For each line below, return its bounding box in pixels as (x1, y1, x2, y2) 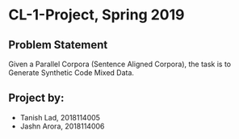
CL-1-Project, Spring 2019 (8, 6, 185, 24)
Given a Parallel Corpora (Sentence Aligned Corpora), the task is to (8, 59, 232, 69)
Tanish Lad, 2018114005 (19, 112, 101, 122)
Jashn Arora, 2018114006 (19, 121, 105, 131)
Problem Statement (8, 38, 108, 52)
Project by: (8, 91, 65, 105)
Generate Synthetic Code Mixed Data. (8, 68, 135, 78)
